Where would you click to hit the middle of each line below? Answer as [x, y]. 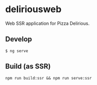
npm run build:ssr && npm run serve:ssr [49, 78]
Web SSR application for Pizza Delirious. [47, 23]
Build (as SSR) [28, 67]
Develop [19, 39]
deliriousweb [34, 9]
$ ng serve [17, 51]
